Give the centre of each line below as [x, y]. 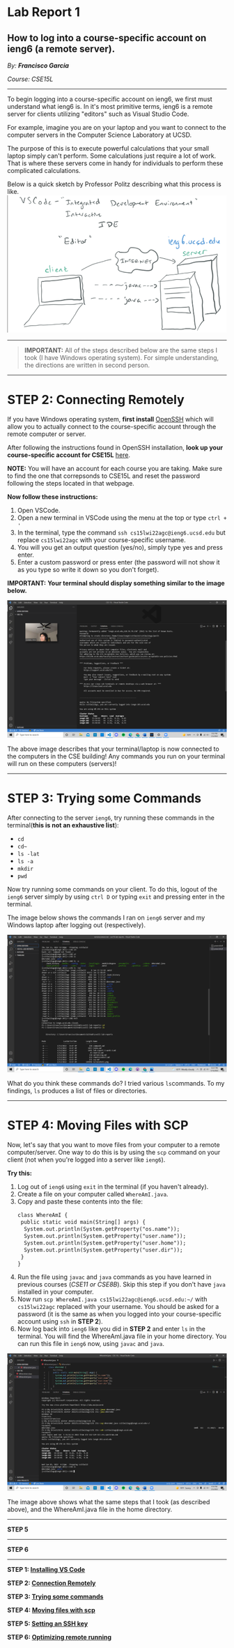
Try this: [20, 1173]
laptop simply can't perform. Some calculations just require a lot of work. [112, 156]
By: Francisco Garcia [38, 66]
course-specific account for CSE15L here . [69, 455]
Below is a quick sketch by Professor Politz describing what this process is [114, 184]
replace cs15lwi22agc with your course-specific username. [101, 540]
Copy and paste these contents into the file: [80, 1201]
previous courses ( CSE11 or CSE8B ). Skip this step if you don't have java [122, 1284]
